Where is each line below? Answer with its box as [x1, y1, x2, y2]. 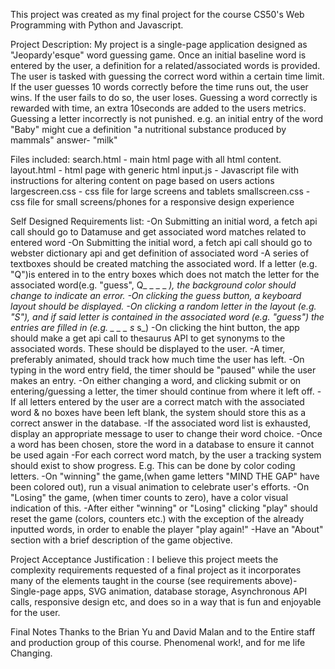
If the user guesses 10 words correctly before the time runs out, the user [10, 81, 309, 93]
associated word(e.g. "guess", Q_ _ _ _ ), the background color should [10, 279, 297, 291]
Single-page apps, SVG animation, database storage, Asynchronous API [10, 585, 308, 597]
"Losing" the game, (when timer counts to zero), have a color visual [10, 492, 289, 503]
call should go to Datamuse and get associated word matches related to [10, 226, 307, 238]
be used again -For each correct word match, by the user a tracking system [10, 449, 322, 461]
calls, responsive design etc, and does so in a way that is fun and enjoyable [10, 596, 322, 608]
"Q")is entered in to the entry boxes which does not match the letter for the [10, 269, 320, 280]
